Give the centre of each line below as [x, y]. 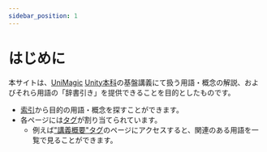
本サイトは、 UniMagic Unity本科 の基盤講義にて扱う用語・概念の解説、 [127, 82]
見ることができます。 [82, 140]
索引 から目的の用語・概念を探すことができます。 [102, 109]
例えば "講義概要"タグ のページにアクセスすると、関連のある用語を [142, 129]
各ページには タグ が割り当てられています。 [91, 120]
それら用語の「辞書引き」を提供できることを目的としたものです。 [125, 92]
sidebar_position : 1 [43, 16]
